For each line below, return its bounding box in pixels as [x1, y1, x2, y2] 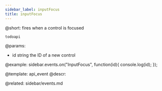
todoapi [5, 34, 21, 39]
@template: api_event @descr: [5, 71, 67, 76]
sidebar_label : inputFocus [5, 7, 60, 12]
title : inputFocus [5, 12, 42, 16]
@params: [5, 43, 26, 48]
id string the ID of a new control [12, 52, 75, 58]
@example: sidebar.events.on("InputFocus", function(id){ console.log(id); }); [5, 61, 158, 67]
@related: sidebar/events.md [5, 80, 63, 86]
